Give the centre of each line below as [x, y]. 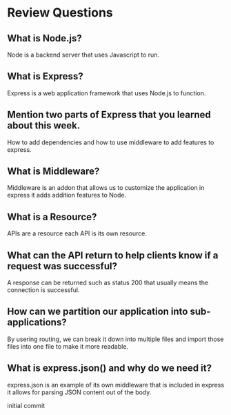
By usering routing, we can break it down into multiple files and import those [115, 339]
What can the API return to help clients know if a [113, 255]
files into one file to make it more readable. [68, 346]
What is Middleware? [53, 172]
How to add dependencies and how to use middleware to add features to [111, 142]
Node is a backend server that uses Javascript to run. [83, 55]
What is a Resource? [52, 216]
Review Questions [60, 13]
